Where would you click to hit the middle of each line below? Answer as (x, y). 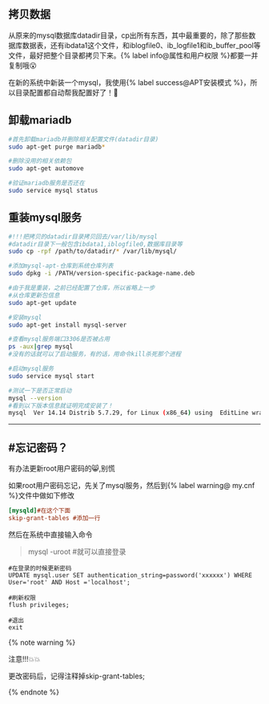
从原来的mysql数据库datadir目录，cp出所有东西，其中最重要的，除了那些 (129, 35)
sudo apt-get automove (46, 169)
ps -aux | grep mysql (41, 347)
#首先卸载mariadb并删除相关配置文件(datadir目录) (84, 139)
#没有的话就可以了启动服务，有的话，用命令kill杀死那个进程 (95, 354)
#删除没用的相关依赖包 (40, 161)
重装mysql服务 (45, 218)
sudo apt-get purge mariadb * (57, 147)
